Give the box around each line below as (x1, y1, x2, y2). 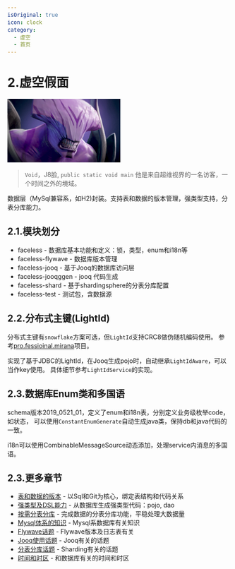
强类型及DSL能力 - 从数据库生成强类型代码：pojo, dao (17, 501, 175, 510)
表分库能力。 (7, 203, 44, 212)
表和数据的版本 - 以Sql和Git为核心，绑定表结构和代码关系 (17, 492, 184, 501)
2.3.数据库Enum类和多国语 (7, 388, 125, 400)
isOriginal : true (7, 11, 59, 18)
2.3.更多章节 (7, 472, 62, 484)
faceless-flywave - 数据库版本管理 (17, 254, 118, 263)
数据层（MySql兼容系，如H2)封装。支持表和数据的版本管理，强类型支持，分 (7, 194, 228, 203)
